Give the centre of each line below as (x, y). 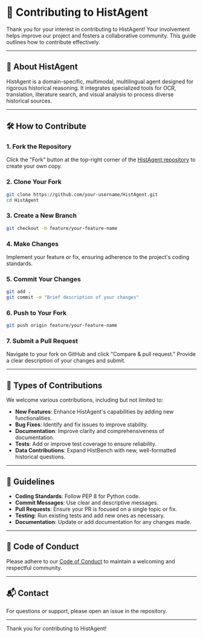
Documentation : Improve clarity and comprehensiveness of (90, 431)
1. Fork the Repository (39, 147)
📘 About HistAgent (42, 67)
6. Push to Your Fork (37, 313)
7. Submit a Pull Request (42, 341)
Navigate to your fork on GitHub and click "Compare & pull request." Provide (101, 354)
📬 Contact (27, 593)
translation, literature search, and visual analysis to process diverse (90, 94)
